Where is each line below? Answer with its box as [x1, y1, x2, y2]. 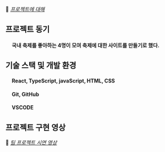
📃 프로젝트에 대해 [5, 6, 45, 12]
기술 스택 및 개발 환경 [5, 61, 76, 71]
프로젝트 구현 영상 [5, 122, 66, 132]
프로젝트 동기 [5, 25, 50, 34]
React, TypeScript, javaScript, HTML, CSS [12, 77, 115, 84]
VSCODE [12, 104, 34, 111]
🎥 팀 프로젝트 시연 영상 [5, 139, 57, 146]
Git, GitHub [12, 91, 39, 98]
